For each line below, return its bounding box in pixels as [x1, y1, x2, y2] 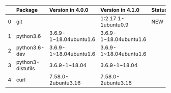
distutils [16, 65, 35, 72]
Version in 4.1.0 [100, 7, 140, 13]
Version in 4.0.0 [49, 7, 89, 13]
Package [16, 7, 38, 13]
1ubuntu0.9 [100, 21, 129, 28]
